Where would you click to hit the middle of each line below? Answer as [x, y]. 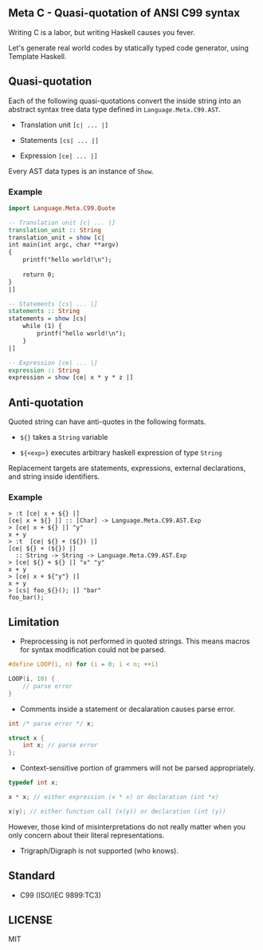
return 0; [39, 275]
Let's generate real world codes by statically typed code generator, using [129, 48]
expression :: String [44, 370]
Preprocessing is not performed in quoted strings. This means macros [135, 641]
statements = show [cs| [48, 319]
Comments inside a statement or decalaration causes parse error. [128, 709]
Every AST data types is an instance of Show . [81, 171]
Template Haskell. [37, 56]
